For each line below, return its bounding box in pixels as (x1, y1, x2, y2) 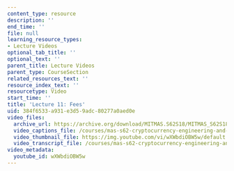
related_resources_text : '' (7, 75, 89, 82)
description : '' (7, 17, 54, 24)
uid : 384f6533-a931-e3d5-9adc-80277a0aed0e (7, 107, 136, 114)
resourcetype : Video (7, 88, 68, 95)
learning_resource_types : (7, 36, 82, 43)
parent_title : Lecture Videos (7, 62, 95, 69)
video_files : (7, 114, 45, 121)
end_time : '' (7, 23, 45, 30)
